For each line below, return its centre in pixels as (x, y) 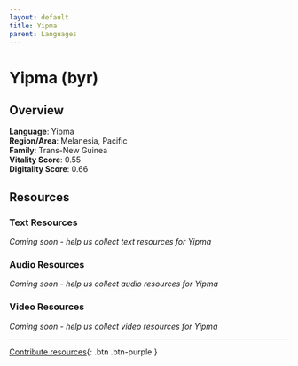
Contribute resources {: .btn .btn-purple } (83, 352)
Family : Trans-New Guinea (59, 151)
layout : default (39, 17)
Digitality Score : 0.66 (49, 169)
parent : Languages (43, 34)
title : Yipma (33, 26)
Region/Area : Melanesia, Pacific (68, 141)
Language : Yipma (42, 132)
